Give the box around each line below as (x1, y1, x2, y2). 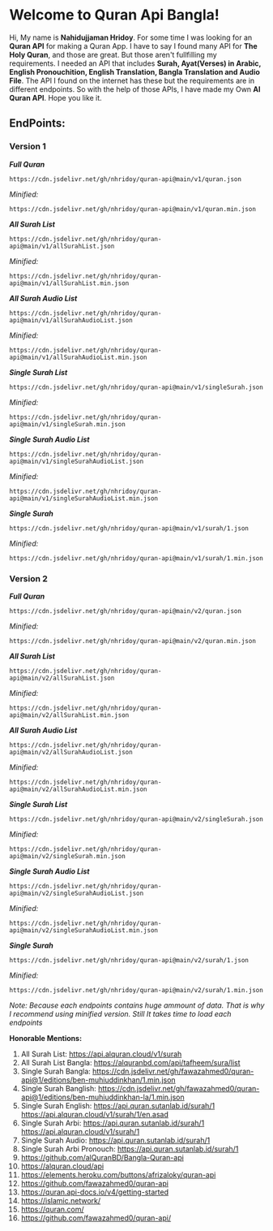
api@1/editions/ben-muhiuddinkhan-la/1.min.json (20, 1092, 185, 1102)
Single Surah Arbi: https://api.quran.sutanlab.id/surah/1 (20, 1118, 205, 1128)
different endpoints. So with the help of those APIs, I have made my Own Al (9, 84, 261, 94)
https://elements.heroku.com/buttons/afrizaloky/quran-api (20, 1169, 216, 1179)
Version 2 (9, 572, 48, 584)
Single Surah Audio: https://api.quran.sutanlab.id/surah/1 (20, 1135, 211, 1145)
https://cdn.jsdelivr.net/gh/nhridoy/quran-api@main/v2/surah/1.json (9, 956, 250, 964)
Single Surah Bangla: (20, 1066, 92, 1076)
